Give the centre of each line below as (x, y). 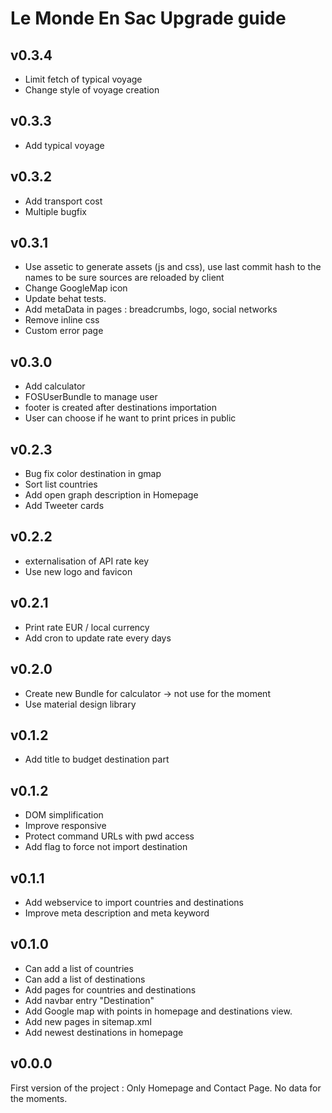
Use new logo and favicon (78, 571)
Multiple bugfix (56, 211)
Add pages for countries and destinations (110, 989)
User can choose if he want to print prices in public (130, 418)
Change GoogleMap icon (76, 288)
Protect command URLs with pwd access (109, 836)
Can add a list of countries (79, 968)
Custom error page (64, 331)
